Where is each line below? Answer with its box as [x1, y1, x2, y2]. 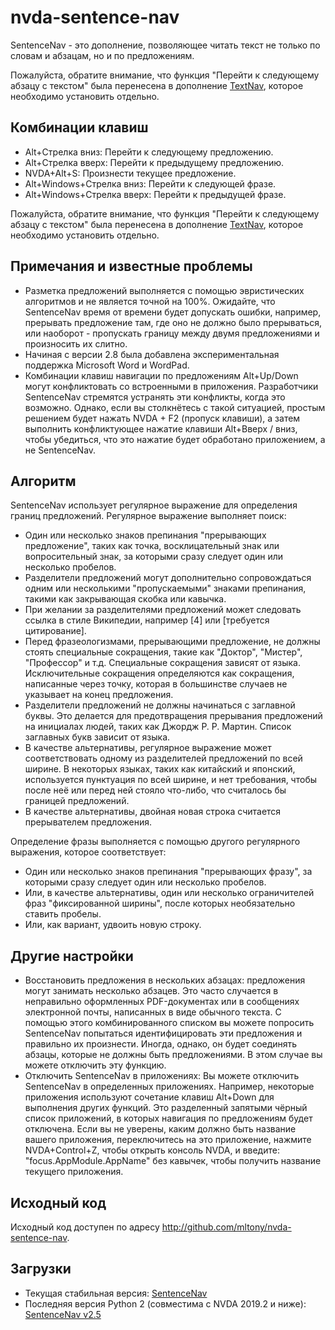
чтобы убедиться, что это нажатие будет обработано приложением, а [24, 433, 326, 445]
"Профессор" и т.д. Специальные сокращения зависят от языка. [24, 657, 301, 669]
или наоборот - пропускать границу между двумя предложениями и [24, 327, 320, 339]
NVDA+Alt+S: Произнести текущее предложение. [24, 167, 237, 179]
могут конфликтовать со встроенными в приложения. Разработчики [24, 380, 319, 392]
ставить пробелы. [24, 908, 102, 920]
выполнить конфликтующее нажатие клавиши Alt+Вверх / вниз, [24, 422, 298, 435]
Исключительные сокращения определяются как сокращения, [24, 667, 295, 680]
